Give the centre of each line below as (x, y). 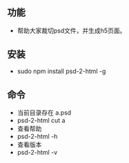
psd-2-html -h (37, 137)
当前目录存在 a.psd (44, 113)
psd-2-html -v (37, 153)
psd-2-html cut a (41, 121)
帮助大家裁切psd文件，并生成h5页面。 (71, 30)
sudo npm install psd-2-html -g (61, 71)
